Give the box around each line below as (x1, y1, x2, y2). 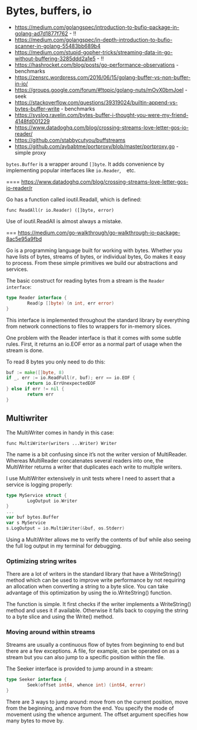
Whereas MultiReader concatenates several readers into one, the (6, 457, 163, 464)
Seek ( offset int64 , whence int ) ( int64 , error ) (27, 682, 146, 688)
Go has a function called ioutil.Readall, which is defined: (6, 196, 142, 203)
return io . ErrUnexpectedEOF (27, 381, 96, 387)
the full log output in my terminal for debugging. (6, 542, 122, 549)
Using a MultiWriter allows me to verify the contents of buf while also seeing (6, 536, 191, 543)
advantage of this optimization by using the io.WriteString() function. (6, 589, 172, 597)
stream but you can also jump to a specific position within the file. (6, 654, 165, 661)
